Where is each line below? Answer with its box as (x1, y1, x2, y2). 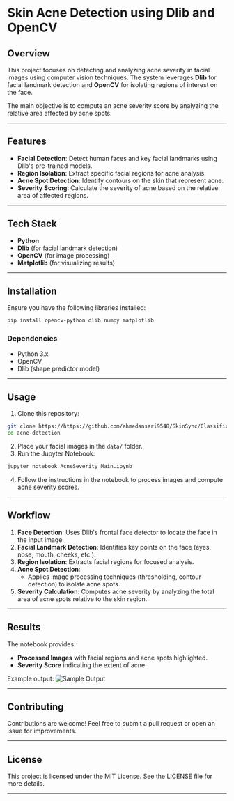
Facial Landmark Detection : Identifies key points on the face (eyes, (17, 543, 211, 551)
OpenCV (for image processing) (17, 251, 110, 259)
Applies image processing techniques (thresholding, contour (27, 573, 202, 581)
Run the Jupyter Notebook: (17, 449, 95, 458)
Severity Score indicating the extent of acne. (17, 660, 148, 669)
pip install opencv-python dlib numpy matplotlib (7, 317, 155, 325)
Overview (7, 47, 51, 59)
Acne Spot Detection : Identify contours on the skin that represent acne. (17, 176, 224, 185)
